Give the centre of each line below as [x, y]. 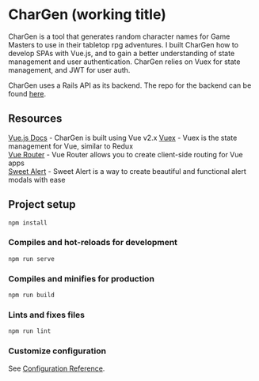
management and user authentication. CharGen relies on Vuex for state [124, 62]
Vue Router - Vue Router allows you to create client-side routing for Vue [126, 154]
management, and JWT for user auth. [69, 70]
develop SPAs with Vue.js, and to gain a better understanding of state [122, 53]
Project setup [42, 204]
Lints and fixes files [47, 315]
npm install [28, 223]
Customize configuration [57, 351]
